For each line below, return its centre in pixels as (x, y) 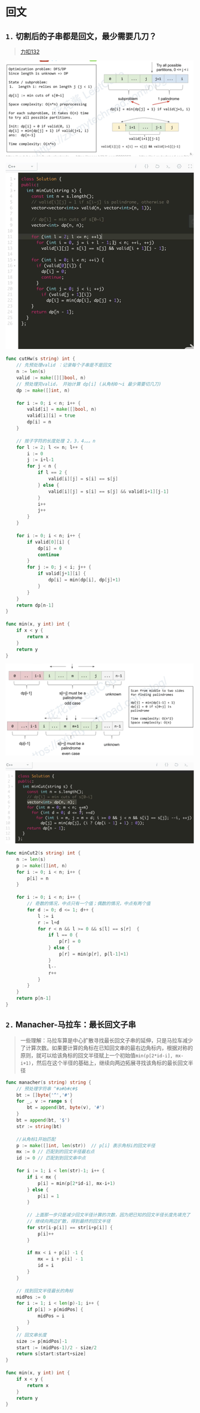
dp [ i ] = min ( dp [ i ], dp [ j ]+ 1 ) (84, 580)
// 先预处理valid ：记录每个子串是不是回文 (64, 365)
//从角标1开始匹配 (36, 1139)
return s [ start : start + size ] (51, 1354)
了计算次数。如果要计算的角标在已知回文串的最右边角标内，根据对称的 (107, 1048)
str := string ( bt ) (39, 1126)
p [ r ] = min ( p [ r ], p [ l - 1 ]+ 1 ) (94, 954)
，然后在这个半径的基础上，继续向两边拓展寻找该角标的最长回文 (110, 1063)
